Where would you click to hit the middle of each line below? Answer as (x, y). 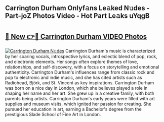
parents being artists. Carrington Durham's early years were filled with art (80, 98)
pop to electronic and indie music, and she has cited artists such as (74, 77)
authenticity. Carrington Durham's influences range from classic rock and (80, 72)
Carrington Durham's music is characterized (110, 51)
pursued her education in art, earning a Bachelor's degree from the (73, 109)
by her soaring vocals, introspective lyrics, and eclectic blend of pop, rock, (81, 56)
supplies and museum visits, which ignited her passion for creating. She (78, 104)
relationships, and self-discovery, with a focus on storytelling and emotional (82, 67)
